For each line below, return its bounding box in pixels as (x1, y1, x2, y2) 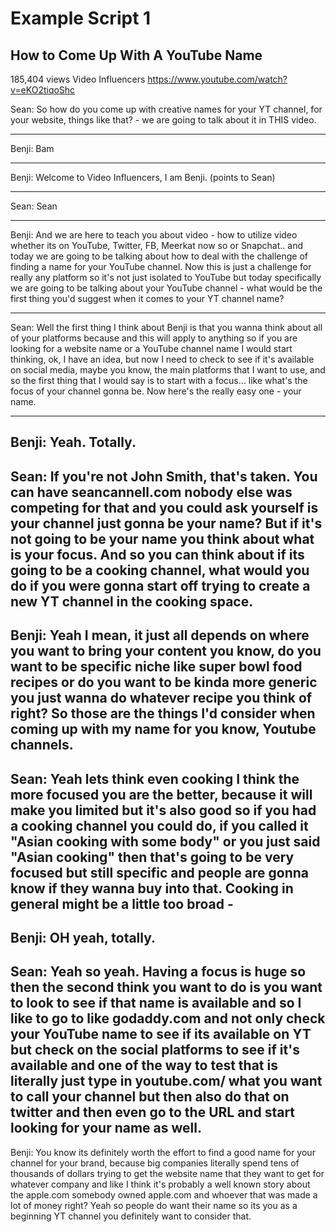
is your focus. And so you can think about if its (10, 546, 305, 563)
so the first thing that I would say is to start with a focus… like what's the (10, 375, 308, 386)
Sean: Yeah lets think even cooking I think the (10, 770, 300, 787)
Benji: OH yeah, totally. (10, 929, 157, 946)
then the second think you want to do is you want (10, 979, 323, 996)
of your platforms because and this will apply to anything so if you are (10, 332, 298, 344)
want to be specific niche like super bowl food (10, 658, 303, 676)
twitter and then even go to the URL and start (10, 1104, 296, 1121)
